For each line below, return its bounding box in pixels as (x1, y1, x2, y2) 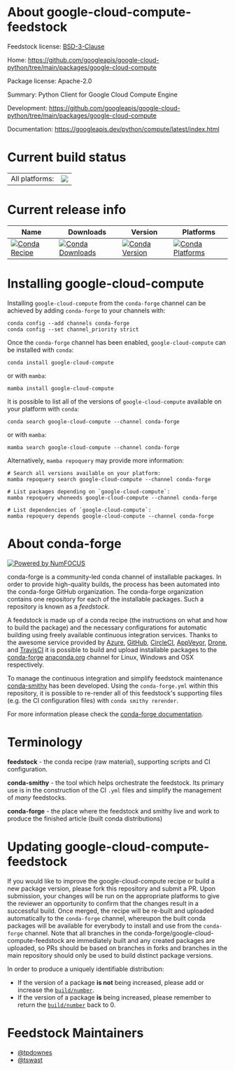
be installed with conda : (7, 346, 74, 354)
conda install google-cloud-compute (7, 359, 114, 366)
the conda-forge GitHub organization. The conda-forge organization (7, 587, 204, 595)
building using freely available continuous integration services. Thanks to (7, 630, 218, 639)
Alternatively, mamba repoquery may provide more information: (7, 456, 184, 464)
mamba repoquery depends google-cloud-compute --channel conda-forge (7, 512, 215, 520)
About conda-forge (7, 536, 122, 551)
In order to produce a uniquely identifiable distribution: (7, 965, 164, 973)
